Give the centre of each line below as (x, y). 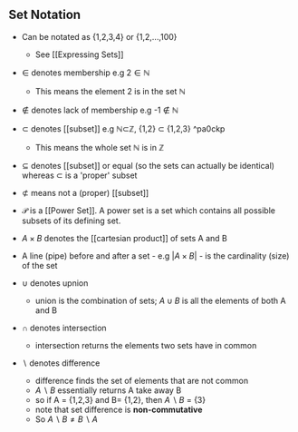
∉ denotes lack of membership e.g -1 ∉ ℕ (100, 110)
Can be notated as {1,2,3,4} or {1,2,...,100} (99, 36)
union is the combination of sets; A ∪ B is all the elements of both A (160, 300)
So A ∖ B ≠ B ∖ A (67, 419)
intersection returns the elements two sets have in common (146, 345)
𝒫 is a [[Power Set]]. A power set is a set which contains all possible (148, 210)
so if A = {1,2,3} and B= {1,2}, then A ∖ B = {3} (120, 399)
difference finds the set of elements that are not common (142, 380)
